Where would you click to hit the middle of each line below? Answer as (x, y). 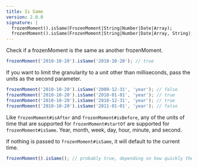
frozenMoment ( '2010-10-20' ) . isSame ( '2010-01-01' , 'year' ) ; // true (91, 95)
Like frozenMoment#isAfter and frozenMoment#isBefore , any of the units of (95, 117)
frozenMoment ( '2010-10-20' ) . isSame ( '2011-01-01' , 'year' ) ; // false (92, 106)
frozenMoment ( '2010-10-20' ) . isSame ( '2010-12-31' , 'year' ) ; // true (91, 100)
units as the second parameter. (44, 78)
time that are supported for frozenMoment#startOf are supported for (88, 123)
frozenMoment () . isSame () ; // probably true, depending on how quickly (95, 158)
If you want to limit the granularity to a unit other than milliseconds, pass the (98, 72)
